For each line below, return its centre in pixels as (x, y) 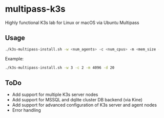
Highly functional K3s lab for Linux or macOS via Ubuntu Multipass (72, 23)
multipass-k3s (35, 9)
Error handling (26, 110)
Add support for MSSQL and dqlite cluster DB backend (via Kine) (77, 100)
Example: (14, 59)
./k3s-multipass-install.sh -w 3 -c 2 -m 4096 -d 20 (60, 68)
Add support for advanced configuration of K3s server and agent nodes (84, 105)
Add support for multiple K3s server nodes (55, 94)
